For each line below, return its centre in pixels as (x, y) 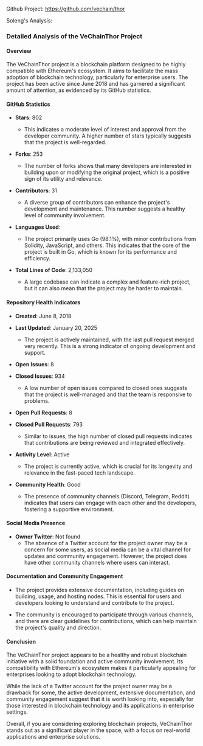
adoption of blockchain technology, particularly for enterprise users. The (97, 77)
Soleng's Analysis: (29, 20)
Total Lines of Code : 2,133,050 (54, 270)
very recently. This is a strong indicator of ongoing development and (110, 346)
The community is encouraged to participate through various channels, (104, 615)
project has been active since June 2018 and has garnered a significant (96, 84)
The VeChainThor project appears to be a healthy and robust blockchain (97, 655)
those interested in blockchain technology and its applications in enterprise (100, 706)
